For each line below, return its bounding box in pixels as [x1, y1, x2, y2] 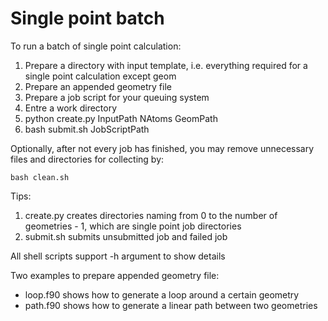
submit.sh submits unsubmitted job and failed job [24, 230, 228, 242]
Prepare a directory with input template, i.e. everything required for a [24, 59, 308, 71]
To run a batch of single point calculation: [10, 40, 182, 52]
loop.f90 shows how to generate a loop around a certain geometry [24, 288, 300, 301]
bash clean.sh [10, 172, 70, 182]
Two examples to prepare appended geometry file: [10, 269, 220, 281]
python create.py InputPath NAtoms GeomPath [24, 112, 218, 124]
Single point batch [10, 7, 165, 30]
